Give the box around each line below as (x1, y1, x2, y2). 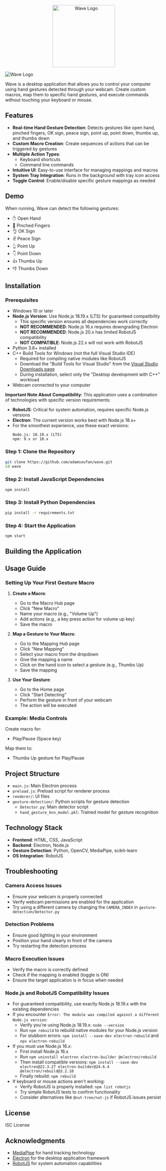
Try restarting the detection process (12, 943, 87, 949)
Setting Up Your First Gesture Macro (5, 579, 95, 586)
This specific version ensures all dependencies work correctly (19, 319, 148, 325)
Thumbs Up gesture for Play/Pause (12, 755, 85, 761)
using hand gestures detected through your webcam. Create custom (5, 86, 146, 92)
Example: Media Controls (5, 714, 67, 721)
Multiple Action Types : (12, 151, 61, 157)
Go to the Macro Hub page (19, 600, 75, 606)
